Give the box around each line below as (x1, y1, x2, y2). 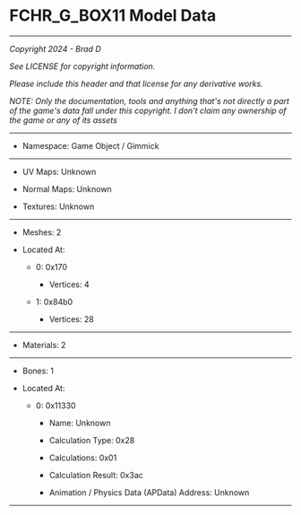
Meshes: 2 (21, 226, 62, 238)
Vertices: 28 (48, 313, 94, 324)
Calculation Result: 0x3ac (48, 469, 143, 480)
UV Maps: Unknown (21, 166, 97, 177)
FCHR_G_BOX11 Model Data (9, 5, 217, 26)
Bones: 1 (21, 365, 54, 376)
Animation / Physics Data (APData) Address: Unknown (48, 486, 250, 498)
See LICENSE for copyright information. (9, 60, 156, 72)
